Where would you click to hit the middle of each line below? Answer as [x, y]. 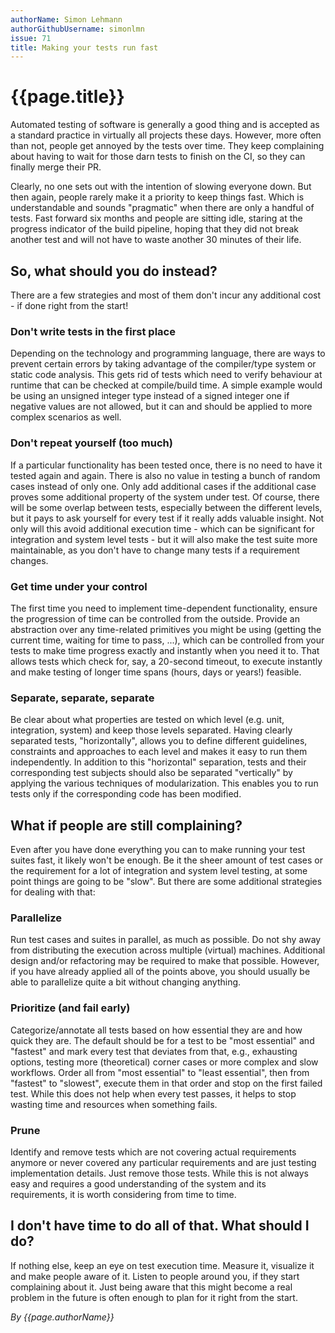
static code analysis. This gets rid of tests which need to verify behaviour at [166, 375]
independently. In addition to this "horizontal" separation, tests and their [158, 762]
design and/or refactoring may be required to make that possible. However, [165, 961]
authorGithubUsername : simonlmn [77, 29]
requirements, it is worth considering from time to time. [123, 1194]
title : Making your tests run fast [84, 47]
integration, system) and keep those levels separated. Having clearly [151, 730]
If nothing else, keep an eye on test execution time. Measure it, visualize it [162, 1265]
